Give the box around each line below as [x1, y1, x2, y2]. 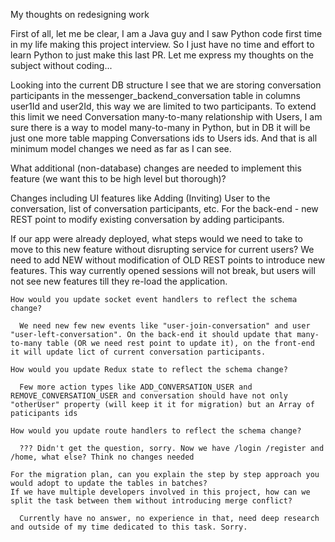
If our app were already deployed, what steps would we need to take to [10, 233, 304, 244]
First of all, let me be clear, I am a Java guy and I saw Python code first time [10, 28, 323, 39]
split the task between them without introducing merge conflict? [10, 496, 293, 506]
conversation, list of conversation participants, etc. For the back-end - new [10, 203, 319, 214]
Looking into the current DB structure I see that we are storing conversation [10, 79, 322, 91]
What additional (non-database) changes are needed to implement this [10, 162, 302, 174]
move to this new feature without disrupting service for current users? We [10, 244, 315, 255]
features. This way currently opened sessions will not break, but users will [10, 265, 316, 276]
